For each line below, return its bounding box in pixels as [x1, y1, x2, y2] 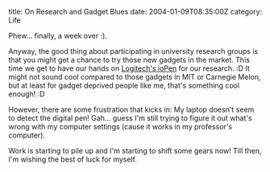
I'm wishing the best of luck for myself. [8, 154, 137, 164]
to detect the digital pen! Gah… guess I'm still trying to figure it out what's [8, 113, 252, 123]
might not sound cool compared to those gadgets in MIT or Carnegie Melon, [8, 72, 261, 81]
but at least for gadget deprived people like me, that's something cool [8, 80, 240, 90]
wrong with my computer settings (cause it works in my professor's [8, 122, 232, 131]
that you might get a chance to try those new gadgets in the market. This [8, 55, 250, 64]
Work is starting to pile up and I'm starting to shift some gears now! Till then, [8, 146, 262, 155]
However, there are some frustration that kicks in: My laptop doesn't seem [8, 104, 255, 114]
